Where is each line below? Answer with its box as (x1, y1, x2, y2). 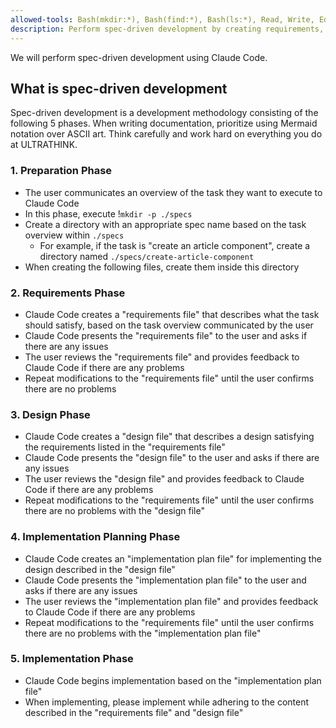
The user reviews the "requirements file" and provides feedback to (24, 351, 300, 363)
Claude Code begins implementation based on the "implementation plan (24, 674, 322, 686)
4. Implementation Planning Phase (10, 530, 181, 544)
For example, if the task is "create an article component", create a (39, 239, 311, 251)
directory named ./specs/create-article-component (39, 250, 255, 262)
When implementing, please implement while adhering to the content (24, 696, 310, 708)
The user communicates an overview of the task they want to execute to (24, 186, 323, 198)
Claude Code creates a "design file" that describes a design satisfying (24, 431, 315, 443)
